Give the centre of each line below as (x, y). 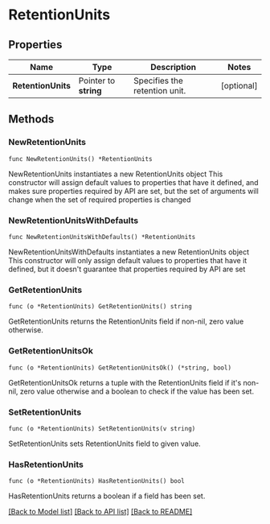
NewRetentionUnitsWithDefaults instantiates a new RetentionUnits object (129, 252)
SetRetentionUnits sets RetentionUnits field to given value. (104, 444)
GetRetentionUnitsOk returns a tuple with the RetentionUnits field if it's (125, 382)
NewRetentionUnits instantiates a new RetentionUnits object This (116, 174)
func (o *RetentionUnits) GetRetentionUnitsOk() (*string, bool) (120, 368)
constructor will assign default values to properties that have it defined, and (133, 182)
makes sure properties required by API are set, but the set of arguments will (133, 191)
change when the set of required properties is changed (100, 200)
